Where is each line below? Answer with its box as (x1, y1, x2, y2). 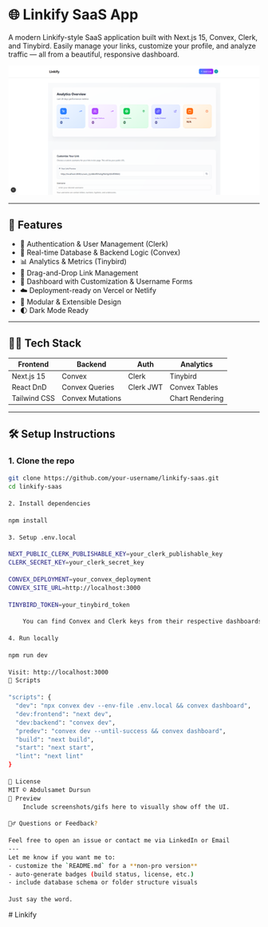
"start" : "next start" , (15, 744, 94, 752)
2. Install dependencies (8, 500, 91, 508)
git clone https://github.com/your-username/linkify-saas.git (8, 474, 219, 482)
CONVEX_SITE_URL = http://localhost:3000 (8, 584, 141, 592)
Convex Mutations (61, 394, 122, 403)
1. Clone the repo (8, 455, 75, 466)
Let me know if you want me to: (8, 853, 116, 862)
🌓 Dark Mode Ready (19, 306, 89, 315)
